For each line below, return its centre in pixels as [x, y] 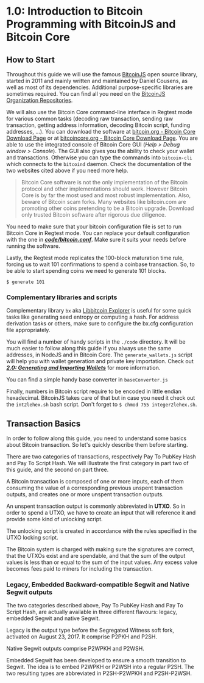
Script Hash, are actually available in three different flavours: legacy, [92, 612]
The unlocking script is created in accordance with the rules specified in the [102, 531]
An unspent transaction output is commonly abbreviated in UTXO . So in [96, 506]
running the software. [33, 246]
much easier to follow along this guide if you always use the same [89, 349]
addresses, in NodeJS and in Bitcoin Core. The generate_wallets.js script [100, 355]
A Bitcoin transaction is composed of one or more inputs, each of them [95, 482]
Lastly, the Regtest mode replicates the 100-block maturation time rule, [95, 258]
